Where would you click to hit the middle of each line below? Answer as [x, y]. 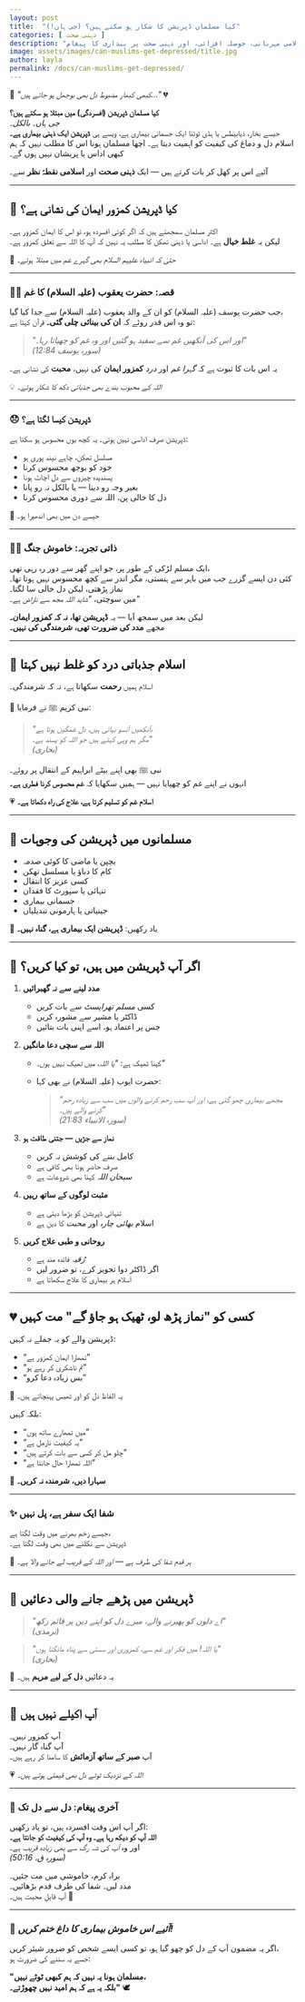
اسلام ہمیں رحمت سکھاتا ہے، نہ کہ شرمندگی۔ [81, 686]
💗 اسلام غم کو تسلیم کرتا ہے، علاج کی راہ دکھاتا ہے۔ [82, 802]
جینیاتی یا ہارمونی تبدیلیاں [65, 911]
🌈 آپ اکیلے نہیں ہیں [53, 1714]
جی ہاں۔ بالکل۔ [35, 123]
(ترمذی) [45, 1631]
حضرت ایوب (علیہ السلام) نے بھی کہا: [98, 1081]
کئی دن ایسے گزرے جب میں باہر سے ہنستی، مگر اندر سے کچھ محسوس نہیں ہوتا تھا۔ [151, 578]
